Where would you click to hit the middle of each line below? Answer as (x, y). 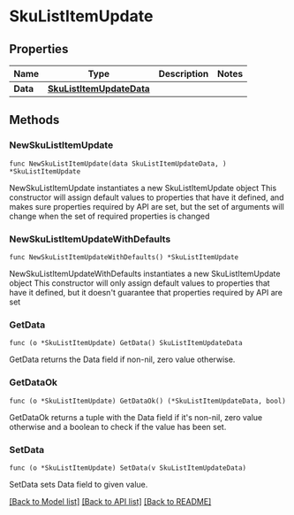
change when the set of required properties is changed (109, 216)
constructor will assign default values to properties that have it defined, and (147, 197)
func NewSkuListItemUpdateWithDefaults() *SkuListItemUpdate (124, 257)
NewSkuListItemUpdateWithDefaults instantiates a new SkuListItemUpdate (145, 273)
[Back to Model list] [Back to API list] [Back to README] (110, 501)
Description (184, 74)
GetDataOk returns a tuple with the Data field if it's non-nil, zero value (136, 417)
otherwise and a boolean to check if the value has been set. (118, 427)
